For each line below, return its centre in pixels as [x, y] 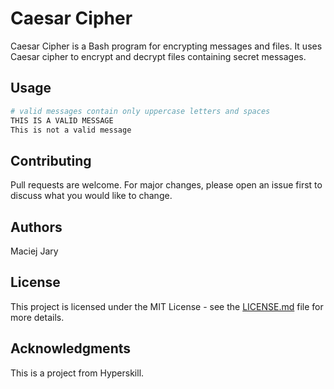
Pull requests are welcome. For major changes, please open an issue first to [166, 185]
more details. [37, 317]
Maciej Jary [34, 251]
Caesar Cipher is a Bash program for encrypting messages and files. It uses [166, 46]
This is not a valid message [71, 130]
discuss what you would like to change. [91, 196]
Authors [36, 227]
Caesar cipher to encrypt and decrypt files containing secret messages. [158, 56]
